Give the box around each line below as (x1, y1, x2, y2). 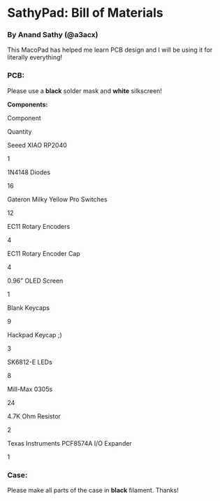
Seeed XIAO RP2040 (7, 141, 68, 149)
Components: (7, 100, 48, 108)
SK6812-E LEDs (7, 358, 52, 366)
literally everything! (7, 53, 63, 62)
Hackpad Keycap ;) (7, 330, 63, 339)
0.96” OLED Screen (7, 276, 64, 285)
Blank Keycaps (7, 303, 50, 312)
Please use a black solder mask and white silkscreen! (7, 86, 163, 95)
